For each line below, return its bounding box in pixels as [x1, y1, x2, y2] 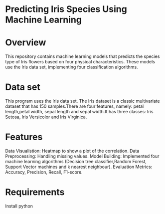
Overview [5, 37, 46, 48]
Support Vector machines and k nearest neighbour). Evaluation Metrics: [5, 164, 153, 170]
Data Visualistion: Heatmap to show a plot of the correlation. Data [5, 148, 140, 154]
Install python [5, 203, 33, 209]
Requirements [5, 187, 65, 198]
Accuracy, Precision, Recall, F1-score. [5, 169, 83, 175]
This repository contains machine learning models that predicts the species [5, 53, 160, 59]
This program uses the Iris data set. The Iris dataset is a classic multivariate [5, 98, 161, 104]
